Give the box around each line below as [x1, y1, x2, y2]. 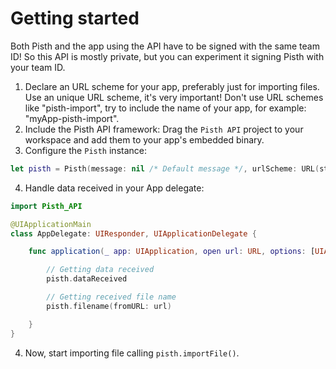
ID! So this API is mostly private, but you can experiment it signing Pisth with [10, 50, 325, 62]
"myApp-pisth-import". [24, 112, 120, 124]
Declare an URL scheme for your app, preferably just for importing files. [24, 80, 320, 92]
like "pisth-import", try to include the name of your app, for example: [24, 102, 307, 114]
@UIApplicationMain [10, 219, 92, 229]
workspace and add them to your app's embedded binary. [24, 133, 265, 146]
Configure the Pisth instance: [24, 144, 147, 156]
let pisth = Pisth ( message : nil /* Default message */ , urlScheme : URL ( [10, 163, 320, 174]
